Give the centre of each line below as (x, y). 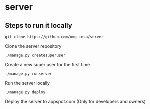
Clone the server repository (33, 46)
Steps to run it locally (39, 26)
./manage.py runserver (29, 74)
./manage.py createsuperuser (35, 55)
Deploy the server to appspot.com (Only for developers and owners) (75, 101)
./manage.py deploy (25, 92)
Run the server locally (27, 83)
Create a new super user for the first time (48, 64)
